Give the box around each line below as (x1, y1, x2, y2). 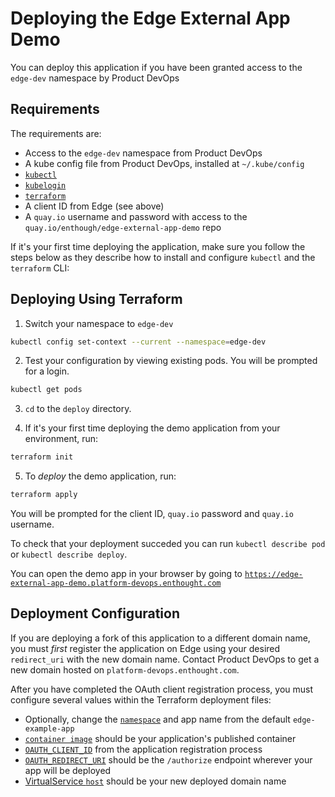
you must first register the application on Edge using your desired (10, 642, 281, 654)
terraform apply (10, 490, 78, 500)
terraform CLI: (10, 262, 70, 274)
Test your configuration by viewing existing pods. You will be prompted (24, 355, 318, 367)
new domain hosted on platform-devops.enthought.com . (10, 663, 240, 676)
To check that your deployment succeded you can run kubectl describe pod (10, 538, 326, 550)
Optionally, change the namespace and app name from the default (24, 713, 291, 725)
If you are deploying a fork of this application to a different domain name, (10, 632, 311, 644)
